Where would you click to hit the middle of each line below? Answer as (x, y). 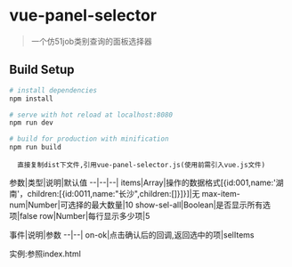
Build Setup (42, 70)
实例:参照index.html (45, 254)
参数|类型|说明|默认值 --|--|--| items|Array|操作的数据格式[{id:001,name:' (142, 182)
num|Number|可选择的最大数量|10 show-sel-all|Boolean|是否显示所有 (136, 205)
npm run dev (31, 123)
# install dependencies (53, 90)
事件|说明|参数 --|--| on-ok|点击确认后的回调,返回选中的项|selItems (132, 235)
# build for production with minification (89, 139)
